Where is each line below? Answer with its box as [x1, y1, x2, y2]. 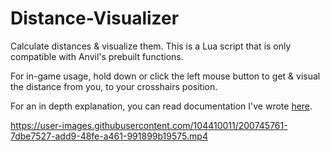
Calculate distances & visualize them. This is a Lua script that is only [10, 40, 292, 52]
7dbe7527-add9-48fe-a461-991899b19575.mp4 [10, 130, 208, 142]
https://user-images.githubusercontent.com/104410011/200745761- [10, 119, 288, 131]
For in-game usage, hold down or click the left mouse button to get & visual [10, 70, 321, 82]
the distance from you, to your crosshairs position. [10, 80, 218, 92]
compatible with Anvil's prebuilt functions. [10, 50, 184, 62]
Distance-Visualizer [10, 7, 180, 30]
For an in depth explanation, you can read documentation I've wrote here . [10, 100, 313, 112]
